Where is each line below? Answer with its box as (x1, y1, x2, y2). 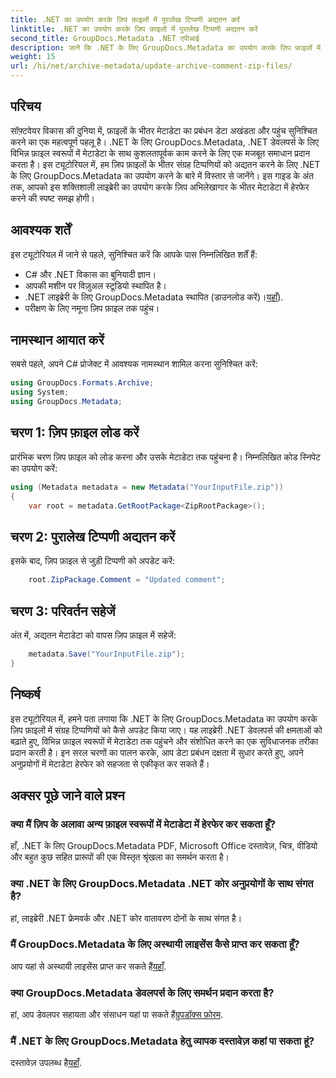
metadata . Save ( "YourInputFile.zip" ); (28, 649, 186, 659)
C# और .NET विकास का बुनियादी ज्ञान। (24, 268, 157, 280)
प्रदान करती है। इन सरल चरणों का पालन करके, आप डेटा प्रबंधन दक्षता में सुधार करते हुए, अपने (10, 746, 304, 758)
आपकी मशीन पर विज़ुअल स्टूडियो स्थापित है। (24, 279, 167, 291)
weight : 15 (10, 52, 56, 62)
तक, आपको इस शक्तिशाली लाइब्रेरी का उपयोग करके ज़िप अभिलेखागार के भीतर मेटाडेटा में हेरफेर (10, 181, 310, 193)
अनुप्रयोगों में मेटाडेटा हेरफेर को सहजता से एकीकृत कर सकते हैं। (10, 757, 210, 770)
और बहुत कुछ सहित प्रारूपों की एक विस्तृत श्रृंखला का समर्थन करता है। (10, 851, 230, 863)
